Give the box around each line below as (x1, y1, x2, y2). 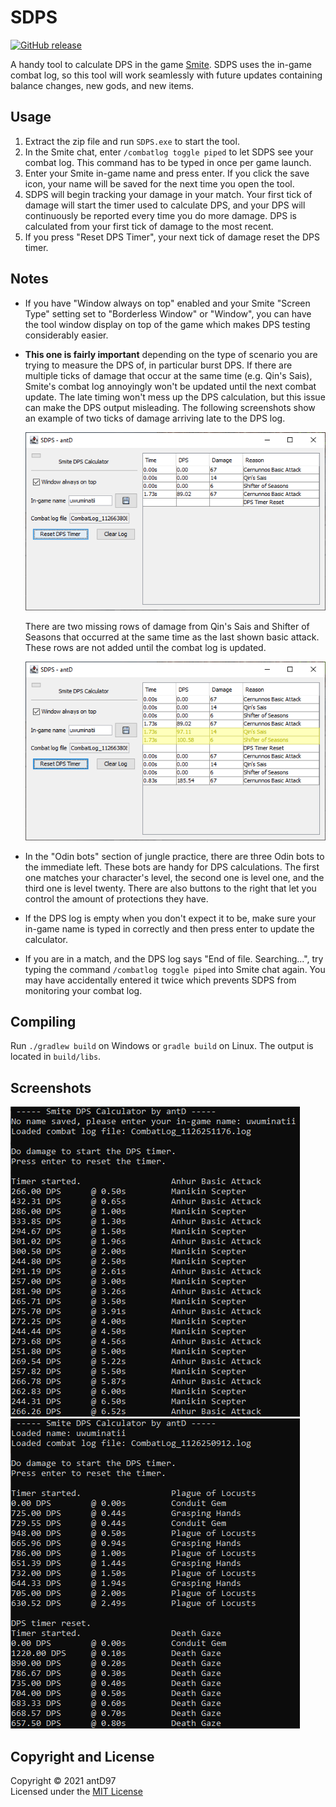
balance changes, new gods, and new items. (10, 79, 195, 91)
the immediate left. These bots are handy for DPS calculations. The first (24, 861, 320, 873)
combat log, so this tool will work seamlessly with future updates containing (10, 69, 323, 81)
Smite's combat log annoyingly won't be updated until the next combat (24, 380, 317, 392)
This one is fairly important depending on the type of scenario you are (24, 348, 318, 360)
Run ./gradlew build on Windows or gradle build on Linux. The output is (10, 1040, 314, 1052)
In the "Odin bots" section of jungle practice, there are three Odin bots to (24, 850, 325, 862)
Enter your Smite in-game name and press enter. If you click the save (24, 167, 310, 179)
